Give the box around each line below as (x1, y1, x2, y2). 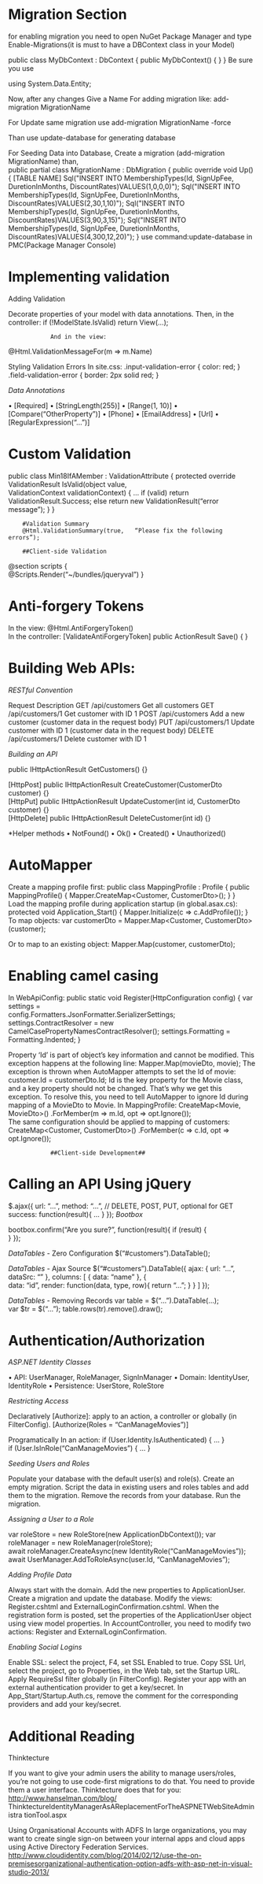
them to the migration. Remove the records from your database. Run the (8, 1491, 241, 1500)
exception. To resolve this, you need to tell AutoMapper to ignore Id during (8, 1092, 249, 1101)
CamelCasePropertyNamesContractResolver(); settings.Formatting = (8, 1026, 231, 1036)
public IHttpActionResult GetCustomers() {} (8, 764, 148, 773)
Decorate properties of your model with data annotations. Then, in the (8, 309, 234, 318)
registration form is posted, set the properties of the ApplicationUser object (8, 1611, 252, 1620)
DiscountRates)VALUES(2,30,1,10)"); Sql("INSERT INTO (8, 198, 185, 208)
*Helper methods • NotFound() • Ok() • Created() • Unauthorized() (8, 829, 226, 838)
